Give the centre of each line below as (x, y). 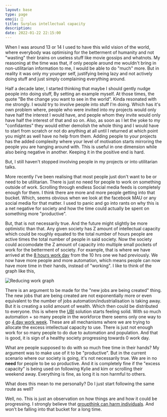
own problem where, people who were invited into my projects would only (81, 110)
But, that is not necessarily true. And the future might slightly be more (76, 223)
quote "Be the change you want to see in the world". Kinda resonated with (81, 99)
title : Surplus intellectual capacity (45, 24)
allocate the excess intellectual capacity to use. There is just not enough (79, 327)
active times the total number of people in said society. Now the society (79, 239)
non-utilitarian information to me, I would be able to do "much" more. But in (82, 68)
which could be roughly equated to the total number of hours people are (79, 234)
